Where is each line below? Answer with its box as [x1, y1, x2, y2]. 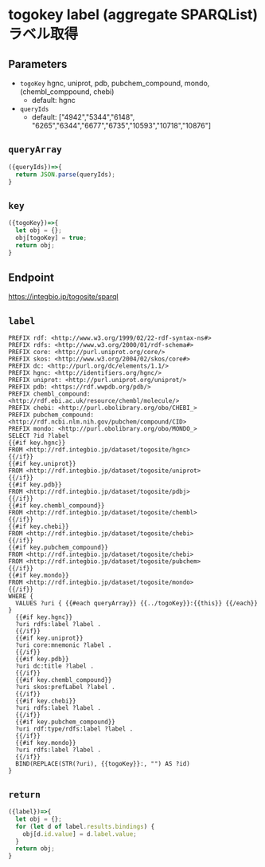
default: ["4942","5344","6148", [31, 112, 135, 121]
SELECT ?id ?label [8, 432, 69, 440]
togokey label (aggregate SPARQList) [8, 6, 259, 24]
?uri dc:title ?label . [15, 662, 94, 671]
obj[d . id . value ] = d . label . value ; [22, 830, 137, 838]
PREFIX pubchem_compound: [8, 411, 94, 420]
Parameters [8, 57, 68, 71]
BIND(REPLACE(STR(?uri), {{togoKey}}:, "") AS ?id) [15, 760, 191, 768]
